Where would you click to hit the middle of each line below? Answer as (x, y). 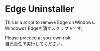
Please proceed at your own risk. (38, 38)
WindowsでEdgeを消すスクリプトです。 (45, 28)
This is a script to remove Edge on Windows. (50, 22)
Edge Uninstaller (40, 9)
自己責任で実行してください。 (35, 43)
